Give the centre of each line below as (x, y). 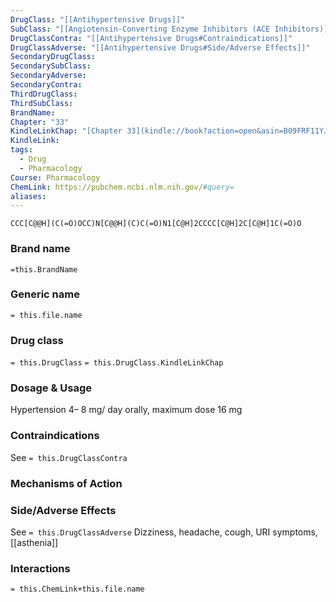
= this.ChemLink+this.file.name (77, 589)
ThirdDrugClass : (44, 94)
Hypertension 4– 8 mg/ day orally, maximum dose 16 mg (126, 410)
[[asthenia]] (34, 542)
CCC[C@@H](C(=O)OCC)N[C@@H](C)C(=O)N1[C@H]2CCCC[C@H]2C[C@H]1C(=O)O (156, 224)
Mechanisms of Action (66, 483)
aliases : (28, 196)
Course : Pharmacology (55, 177)
